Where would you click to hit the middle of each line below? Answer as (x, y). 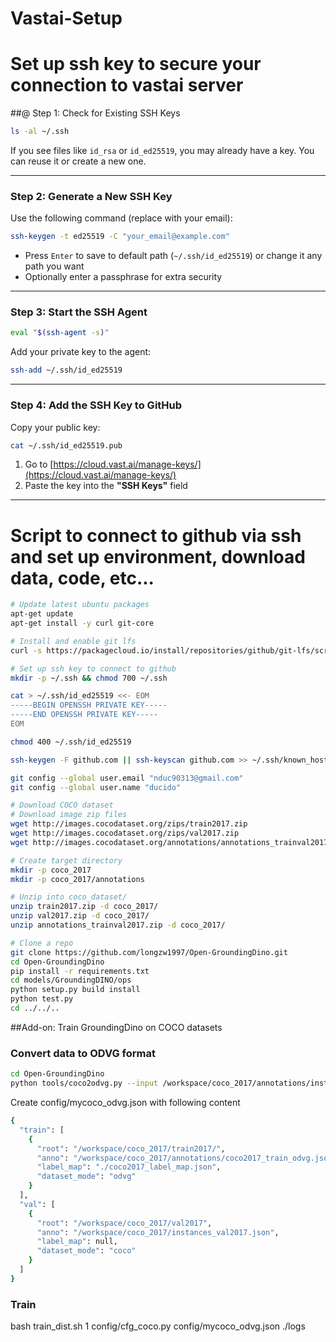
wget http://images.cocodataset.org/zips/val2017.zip (125, 833)
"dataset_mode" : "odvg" (86, 1177)
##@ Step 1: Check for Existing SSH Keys (95, 113)
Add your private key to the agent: (81, 352)
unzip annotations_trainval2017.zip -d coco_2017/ (118, 925)
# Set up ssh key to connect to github (93, 668)
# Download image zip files (69, 815)
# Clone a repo (42, 943)
